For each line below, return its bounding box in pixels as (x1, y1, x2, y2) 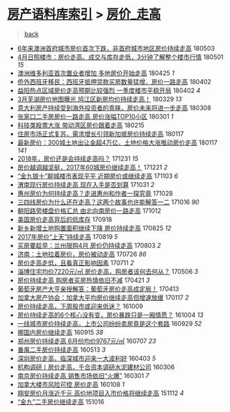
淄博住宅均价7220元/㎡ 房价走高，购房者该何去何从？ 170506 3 (17, 267, 199, 275)
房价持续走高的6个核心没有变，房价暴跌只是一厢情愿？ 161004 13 (17, 311, 204, 319)
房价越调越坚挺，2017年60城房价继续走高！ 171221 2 (17, 163, 168, 171)
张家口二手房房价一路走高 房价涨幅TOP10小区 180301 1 (17, 112, 174, 120)
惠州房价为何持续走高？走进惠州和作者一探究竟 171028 (17, 189, 174, 197)
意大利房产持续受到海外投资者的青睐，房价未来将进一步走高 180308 (17, 104, 212, 112)
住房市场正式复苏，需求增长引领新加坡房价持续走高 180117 (17, 129, 184, 138)
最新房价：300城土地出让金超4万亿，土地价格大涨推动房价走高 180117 (17, 138, 217, 147)
